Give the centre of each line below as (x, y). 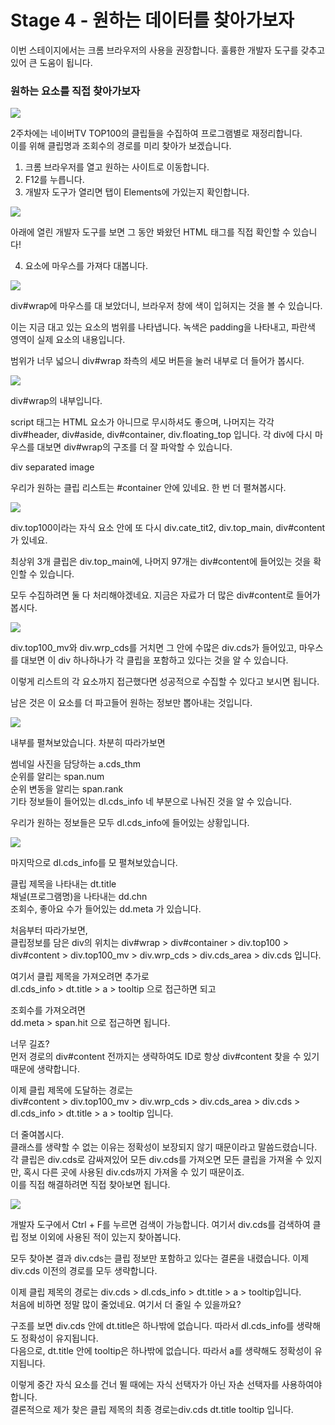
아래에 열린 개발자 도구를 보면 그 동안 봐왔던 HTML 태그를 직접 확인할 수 (150, 232)
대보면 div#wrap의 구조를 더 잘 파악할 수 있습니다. (134, 447)
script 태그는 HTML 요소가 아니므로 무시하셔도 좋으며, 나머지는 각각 (142, 422)
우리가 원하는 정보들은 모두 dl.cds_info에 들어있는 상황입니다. (130, 823)
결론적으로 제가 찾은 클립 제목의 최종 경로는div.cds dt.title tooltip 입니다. (152, 1410)
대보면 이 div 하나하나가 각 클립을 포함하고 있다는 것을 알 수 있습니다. (154, 660)
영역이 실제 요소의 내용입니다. (68, 340)
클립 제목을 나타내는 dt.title (63, 884)
